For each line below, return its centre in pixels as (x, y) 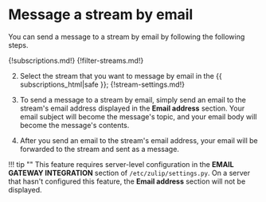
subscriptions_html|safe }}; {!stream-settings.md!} (102, 84)
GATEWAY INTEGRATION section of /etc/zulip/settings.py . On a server (129, 173)
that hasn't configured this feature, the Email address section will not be (127, 181)
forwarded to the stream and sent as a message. (99, 149)
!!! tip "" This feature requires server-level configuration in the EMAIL (121, 164)
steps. (18, 45)
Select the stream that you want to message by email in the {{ (121, 76)
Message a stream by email (101, 15)
